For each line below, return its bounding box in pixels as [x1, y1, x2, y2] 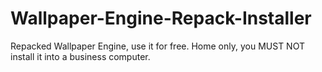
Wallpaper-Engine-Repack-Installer [10, 7, 312, 30]
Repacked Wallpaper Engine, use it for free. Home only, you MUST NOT [10, 40, 305, 52]
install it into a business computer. [10, 50, 151, 62]
